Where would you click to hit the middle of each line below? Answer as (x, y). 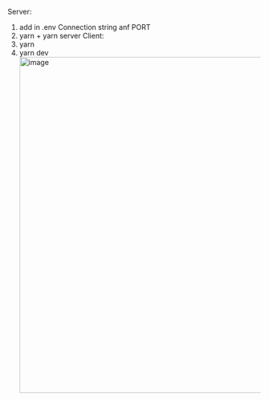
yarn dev (34, 53)
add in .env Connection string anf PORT (85, 27)
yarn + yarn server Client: (61, 36)
